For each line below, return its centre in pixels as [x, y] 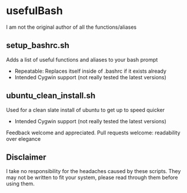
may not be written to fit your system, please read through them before [92, 178]
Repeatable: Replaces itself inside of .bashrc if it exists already [90, 71]
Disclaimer [26, 157]
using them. [21, 184]
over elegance [24, 138]
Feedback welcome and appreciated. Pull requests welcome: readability [93, 133]
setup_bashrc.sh [38, 45]
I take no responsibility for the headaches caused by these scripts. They [93, 171]
